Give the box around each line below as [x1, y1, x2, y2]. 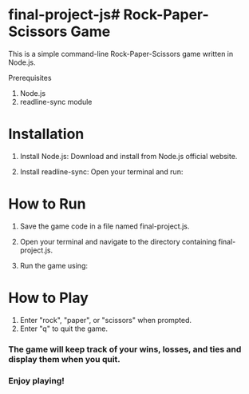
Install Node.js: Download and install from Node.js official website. [19, 151, 238, 161]
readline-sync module [19, 97, 93, 106]
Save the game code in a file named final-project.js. [19, 221, 190, 231]
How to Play [8, 289, 89, 307]
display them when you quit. [8, 353, 121, 364]
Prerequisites [8, 73, 52, 82]
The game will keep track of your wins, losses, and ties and [8, 344, 242, 355]
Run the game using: [19, 261, 89, 270]
